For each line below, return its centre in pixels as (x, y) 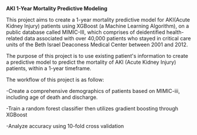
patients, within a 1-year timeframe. (49, 68)
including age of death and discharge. (52, 97)
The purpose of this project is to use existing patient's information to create (97, 56)
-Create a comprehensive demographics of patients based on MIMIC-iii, (93, 91)
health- (175, 32)
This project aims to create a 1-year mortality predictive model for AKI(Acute (98, 20)
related (15, 38)
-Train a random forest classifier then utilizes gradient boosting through (92, 108)
